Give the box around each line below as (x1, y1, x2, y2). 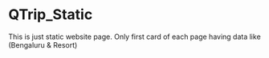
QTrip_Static (8, 6, 93, 24)
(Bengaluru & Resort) (8, 40, 78, 49)
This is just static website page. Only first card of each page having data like (8, 32, 261, 41)
